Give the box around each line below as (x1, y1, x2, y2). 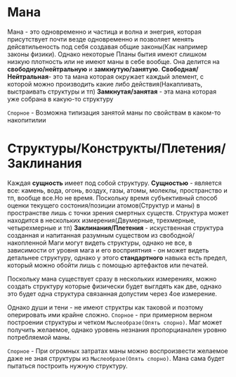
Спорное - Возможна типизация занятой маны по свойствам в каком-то (7, 108, 221, 117)
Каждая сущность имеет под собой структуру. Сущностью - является (7, 179, 222, 187)
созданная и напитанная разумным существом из (7, 231, 158, 239)
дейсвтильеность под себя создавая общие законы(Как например (7, 42, 208, 51)
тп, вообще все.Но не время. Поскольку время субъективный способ (7, 193, 218, 202)
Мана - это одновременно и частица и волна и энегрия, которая (7, 27, 202, 36)
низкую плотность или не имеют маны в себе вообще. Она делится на (7, 57, 220, 65)
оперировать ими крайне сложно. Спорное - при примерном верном (7, 310, 213, 319)
